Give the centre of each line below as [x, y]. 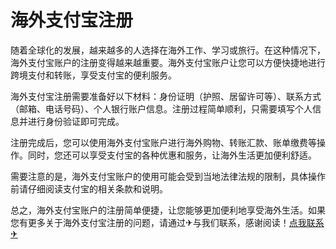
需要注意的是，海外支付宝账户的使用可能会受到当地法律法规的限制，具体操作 [168, 176]
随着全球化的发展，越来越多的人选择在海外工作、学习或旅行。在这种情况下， [168, 50]
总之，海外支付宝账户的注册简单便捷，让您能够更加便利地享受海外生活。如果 [168, 210]
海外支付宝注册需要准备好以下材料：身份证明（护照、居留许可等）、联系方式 [166, 96]
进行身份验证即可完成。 [76, 121]
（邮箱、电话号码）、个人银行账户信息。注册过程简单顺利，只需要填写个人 [161, 108]
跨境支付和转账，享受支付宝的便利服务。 [93, 75]
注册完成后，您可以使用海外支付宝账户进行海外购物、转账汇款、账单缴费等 [163, 142]
